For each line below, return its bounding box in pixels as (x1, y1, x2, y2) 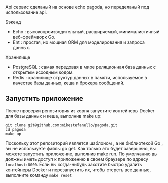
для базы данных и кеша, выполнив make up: (5, 113, 102, 119)
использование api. (5, 9, 47, 15)
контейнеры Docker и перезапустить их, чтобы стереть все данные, (5, 167, 151, 173)
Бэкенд (5, 19, 21, 25)
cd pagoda (5, 127, 26, 132)
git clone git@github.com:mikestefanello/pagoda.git (5, 122, 118, 128)
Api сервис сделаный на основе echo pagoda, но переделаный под (5, 4, 149, 10)
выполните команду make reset (5, 172, 72, 178)
